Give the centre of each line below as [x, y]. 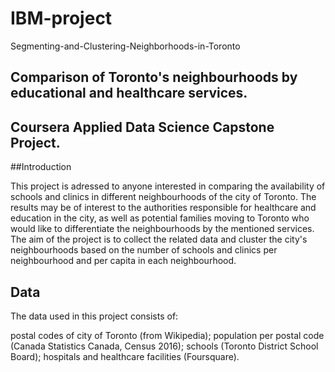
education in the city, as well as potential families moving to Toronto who [160, 218]
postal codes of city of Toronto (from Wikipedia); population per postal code [167, 335]
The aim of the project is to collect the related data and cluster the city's [159, 239]
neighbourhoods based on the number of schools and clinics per [144, 250]
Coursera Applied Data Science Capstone [142, 127]
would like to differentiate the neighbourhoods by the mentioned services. [162, 229]
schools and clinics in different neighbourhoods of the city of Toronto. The [163, 197]
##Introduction [41, 167]
